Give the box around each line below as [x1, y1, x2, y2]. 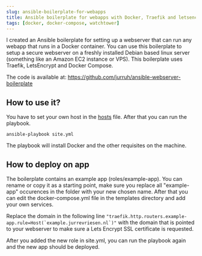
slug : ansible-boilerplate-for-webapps [6, 8, 106, 15]
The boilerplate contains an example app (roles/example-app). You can [6, 175, 182, 182]
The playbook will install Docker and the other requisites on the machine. [6, 142, 187, 149]
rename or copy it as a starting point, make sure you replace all [6, 181, 162, 189]
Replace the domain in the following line [6, 213, 105, 219]
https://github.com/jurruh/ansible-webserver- [67, 73, 181, 81]
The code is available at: [6, 73, 67, 81]
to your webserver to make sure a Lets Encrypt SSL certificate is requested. [6, 225, 194, 232]
